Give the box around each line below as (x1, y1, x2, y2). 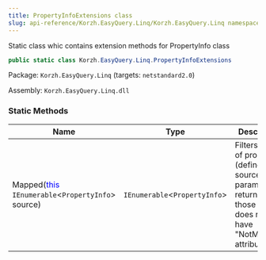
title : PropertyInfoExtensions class (8, 11, 133, 20)
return (234, 189, 258, 200)
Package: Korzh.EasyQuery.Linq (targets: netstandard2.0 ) (8, 71, 196, 80)
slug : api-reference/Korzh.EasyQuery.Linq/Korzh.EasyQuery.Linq (8, 19, 225, 27)
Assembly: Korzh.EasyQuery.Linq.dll (8, 86, 130, 95)
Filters (234, 140, 259, 151)
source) (12, 199, 41, 210)
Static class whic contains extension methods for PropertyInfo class (8, 40, 230, 50)
